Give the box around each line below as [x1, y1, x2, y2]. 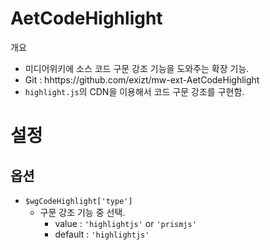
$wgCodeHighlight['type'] [24, 196, 133, 206]
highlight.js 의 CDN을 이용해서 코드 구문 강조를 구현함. [24, 85, 245, 97]
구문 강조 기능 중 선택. [39, 206, 126, 218]
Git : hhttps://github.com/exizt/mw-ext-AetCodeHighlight [24, 73, 260, 86]
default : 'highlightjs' [54, 228, 150, 240]
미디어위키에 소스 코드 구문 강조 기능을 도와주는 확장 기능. [24, 62, 250, 74]
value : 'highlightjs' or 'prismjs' [54, 217, 197, 229]
